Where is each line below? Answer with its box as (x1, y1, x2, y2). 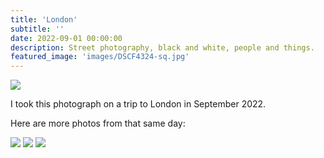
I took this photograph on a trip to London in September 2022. (10, 98, 267, 110)
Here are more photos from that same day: (10, 117, 186, 130)
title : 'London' (10, 14, 78, 25)
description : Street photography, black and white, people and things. (10, 42, 315, 53)
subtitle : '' (10, 24, 65, 34)
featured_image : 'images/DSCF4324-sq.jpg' (10, 52, 190, 62)
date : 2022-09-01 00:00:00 (10, 33, 123, 43)
